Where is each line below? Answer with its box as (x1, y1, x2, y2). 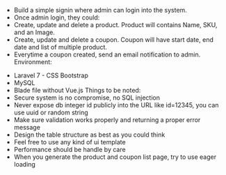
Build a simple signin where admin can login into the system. (13, 6, 188, 14)
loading (13, 160, 36, 168)
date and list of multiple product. (13, 43, 108, 51)
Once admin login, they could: (13, 13, 100, 22)
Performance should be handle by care (13, 146, 127, 153)
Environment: (13, 58, 52, 66)
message (13, 123, 40, 131)
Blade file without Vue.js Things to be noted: (13, 86, 141, 94)
